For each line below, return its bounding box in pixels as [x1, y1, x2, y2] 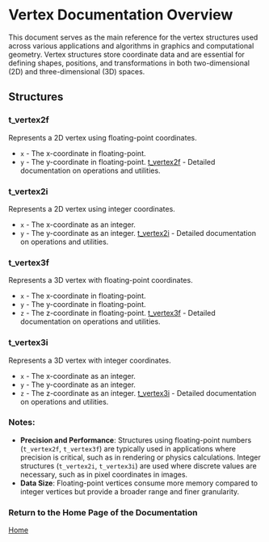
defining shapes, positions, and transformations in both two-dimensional [8, 58, 250, 68]
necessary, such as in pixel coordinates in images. [19, 469, 188, 479]
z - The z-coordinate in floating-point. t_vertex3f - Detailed [19, 309, 216, 318]
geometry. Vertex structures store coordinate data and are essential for [8, 49, 245, 59]
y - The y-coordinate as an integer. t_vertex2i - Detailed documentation [19, 228, 257, 237]
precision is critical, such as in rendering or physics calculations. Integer [19, 452, 261, 462]
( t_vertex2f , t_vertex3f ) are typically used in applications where [19, 443, 237, 453]
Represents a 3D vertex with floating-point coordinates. [8, 275, 193, 285]
